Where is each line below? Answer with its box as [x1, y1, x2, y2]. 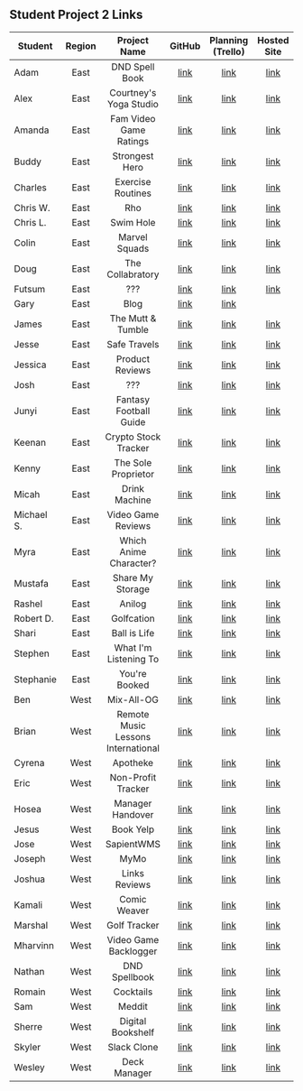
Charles [14, 180, 48, 193]
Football [115, 404, 151, 417]
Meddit [117, 1000, 149, 1012]
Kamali [14, 898, 43, 911]
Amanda [14, 124, 50, 136]
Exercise [115, 175, 151, 188]
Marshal [14, 919, 49, 931]
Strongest [112, 149, 154, 162]
